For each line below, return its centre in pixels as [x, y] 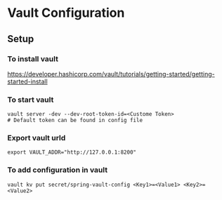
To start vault [31, 100]
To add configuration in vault [57, 170]
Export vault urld [37, 138]
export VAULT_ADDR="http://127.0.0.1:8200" [72, 152]
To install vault [33, 59]
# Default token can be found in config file [75, 121]
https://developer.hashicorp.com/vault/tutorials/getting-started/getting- [111, 74]
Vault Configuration [66, 13]
